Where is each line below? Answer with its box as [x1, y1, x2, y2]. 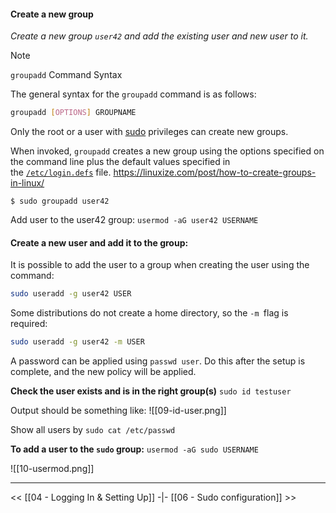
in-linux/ [10, 177, 45, 189]
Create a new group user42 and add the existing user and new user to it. [10, 30, 309, 42]
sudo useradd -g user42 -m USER [10, 337, 145, 347]
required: [10, 318, 48, 330]
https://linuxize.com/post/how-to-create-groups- [113, 166, 317, 179]
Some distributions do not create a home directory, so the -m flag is [10, 307, 289, 319]
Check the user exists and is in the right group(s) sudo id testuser [10, 385, 292, 397]
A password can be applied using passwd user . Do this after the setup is [10, 355, 306, 367]
